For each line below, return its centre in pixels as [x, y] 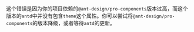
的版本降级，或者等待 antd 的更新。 [74, 23]
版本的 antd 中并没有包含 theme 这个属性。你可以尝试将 [70, 16]
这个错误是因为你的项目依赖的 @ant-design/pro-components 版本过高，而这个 [97, 8]
